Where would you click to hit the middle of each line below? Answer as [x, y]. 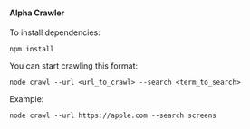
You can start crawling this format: [74, 66]
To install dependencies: [55, 32]
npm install [32, 50]
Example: [27, 99]
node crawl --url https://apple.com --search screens [113, 116]
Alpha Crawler [37, 13]
